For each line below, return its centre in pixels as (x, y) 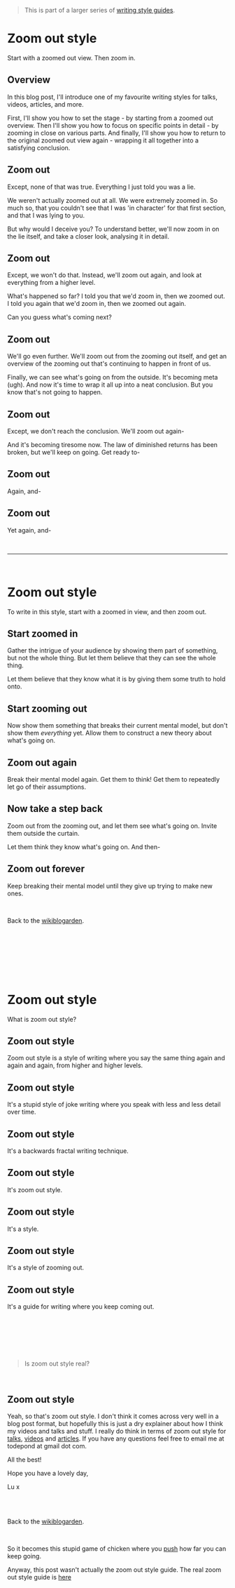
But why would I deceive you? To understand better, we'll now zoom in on (113, 229)
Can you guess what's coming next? (59, 317)
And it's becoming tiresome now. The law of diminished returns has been (113, 445)
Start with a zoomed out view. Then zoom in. (71, 58)
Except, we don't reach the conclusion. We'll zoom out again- (96, 431)
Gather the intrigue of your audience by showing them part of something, (113, 650)
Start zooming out (47, 708)
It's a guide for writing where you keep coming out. (81, 1307)
